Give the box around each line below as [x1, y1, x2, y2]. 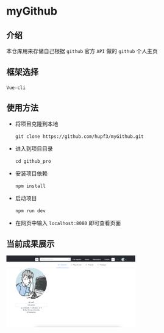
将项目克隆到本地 [15, 120, 59, 127]
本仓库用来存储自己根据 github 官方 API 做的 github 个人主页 [6, 48, 159, 54]
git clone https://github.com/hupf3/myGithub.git [15, 133, 144, 140]
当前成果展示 [6, 239, 55, 249]
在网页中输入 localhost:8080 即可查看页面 [15, 219, 121, 226]
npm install [15, 183, 46, 189]
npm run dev [15, 207, 46, 214]
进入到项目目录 [15, 145, 53, 152]
